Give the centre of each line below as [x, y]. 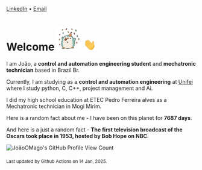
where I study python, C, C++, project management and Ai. [80, 88]
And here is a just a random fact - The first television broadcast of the [94, 130]
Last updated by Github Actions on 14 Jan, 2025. [57, 161]
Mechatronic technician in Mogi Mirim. [54, 106]
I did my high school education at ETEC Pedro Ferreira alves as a [87, 99]
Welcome [30, 47]
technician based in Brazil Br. [43, 70]
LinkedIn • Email [27, 9]
